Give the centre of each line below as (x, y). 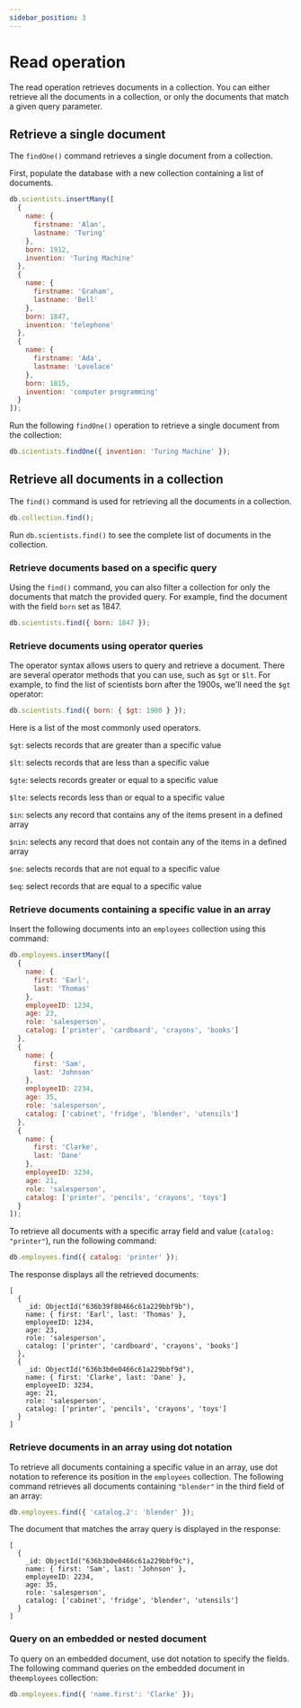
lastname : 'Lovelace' (74, 366)
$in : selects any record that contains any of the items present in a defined (146, 815)
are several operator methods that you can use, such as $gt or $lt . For (140, 675)
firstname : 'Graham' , (74, 291)
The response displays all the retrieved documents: (104, 1275)
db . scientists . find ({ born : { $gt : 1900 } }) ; (98, 711)
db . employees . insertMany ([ (60, 955)
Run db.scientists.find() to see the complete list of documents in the (140, 535)
